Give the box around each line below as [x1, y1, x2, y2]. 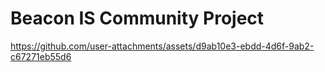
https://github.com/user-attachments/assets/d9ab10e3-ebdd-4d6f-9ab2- [10, 40, 315, 52]
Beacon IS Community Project [10, 7, 265, 30]
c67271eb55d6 [10, 50, 72, 62]
